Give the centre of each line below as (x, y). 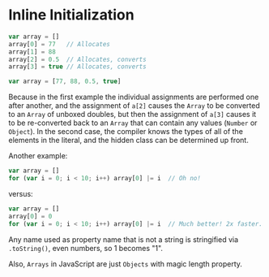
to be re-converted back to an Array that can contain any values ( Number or (133, 123)
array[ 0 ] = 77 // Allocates (60, 44)
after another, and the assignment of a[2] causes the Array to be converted (134, 106)
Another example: (38, 156)
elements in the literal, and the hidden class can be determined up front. (128, 141)
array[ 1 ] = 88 (32, 52)
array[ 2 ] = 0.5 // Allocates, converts (78, 59)
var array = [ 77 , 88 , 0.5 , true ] (65, 82)
